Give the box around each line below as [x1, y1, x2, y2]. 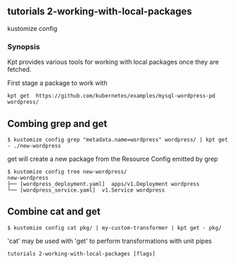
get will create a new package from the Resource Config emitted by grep [7, 154, 218, 163]
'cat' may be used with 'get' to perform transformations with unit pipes [7, 237, 212, 245]
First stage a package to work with [7, 79, 108, 87]
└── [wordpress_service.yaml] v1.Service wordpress [7, 186, 165, 194]
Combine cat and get [7, 206, 101, 218]
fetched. [7, 65, 32, 74]
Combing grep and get [7, 117, 108, 129]
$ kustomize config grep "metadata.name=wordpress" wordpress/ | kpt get [7, 136, 229, 143]
